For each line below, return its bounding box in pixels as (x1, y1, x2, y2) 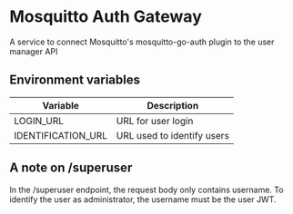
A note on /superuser (9, 160, 133, 176)
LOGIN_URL (14, 114, 65, 127)
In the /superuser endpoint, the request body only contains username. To (9, 184, 284, 195)
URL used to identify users (116, 129, 230, 141)
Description (146, 99, 199, 112)
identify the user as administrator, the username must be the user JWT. (9, 193, 277, 205)
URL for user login (116, 114, 194, 127)
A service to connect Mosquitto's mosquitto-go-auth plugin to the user (9, 36, 275, 47)
